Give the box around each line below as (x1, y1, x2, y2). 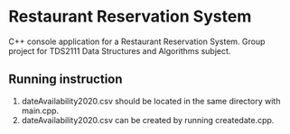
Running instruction (8, 72, 123, 87)
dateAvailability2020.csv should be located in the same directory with (21, 95, 281, 106)
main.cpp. (21, 105, 60, 116)
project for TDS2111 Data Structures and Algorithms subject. (8, 45, 231, 56)
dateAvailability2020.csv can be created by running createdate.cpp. (21, 114, 275, 125)
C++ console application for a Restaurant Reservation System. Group (8, 36, 266, 47)
